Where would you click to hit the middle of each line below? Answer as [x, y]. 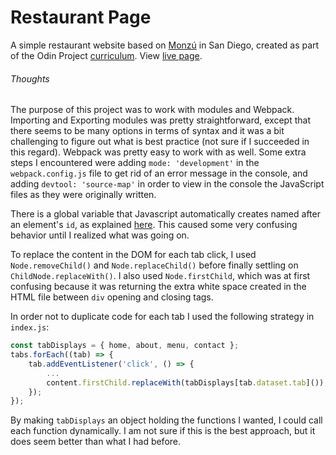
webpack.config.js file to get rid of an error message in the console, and [159, 173]
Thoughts [30, 78]
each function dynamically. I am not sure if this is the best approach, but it [163, 431]
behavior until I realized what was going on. [100, 235]
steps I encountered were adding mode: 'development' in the [135, 163]
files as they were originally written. [83, 195]
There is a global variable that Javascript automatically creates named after [165, 214]
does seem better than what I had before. [96, 442]
